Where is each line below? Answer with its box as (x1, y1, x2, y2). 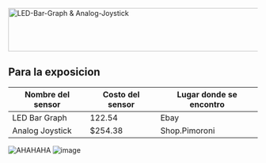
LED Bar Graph (12, 112, 67, 123)
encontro (189, 99, 225, 110)
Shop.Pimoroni (160, 125, 215, 136)
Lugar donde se (177, 89, 237, 100)
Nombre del (25, 89, 70, 100)
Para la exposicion (8, 66, 101, 79)
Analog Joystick (12, 125, 72, 136)
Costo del (102, 89, 140, 100)
